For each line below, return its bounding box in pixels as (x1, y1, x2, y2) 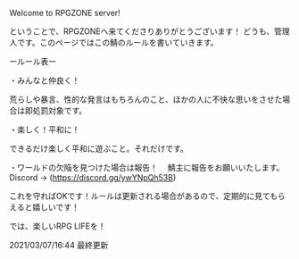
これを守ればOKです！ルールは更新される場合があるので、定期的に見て (9, 191, 270, 201)
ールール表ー (9, 56, 56, 66)
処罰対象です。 (32, 105, 87, 115)
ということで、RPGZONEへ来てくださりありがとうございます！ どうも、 (9, 26, 275, 37)
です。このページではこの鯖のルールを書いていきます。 (16, 38, 219, 47)
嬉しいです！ (32, 202, 80, 213)
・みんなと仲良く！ (9, 75, 80, 86)
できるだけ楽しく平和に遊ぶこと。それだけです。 (9, 143, 189, 154)
